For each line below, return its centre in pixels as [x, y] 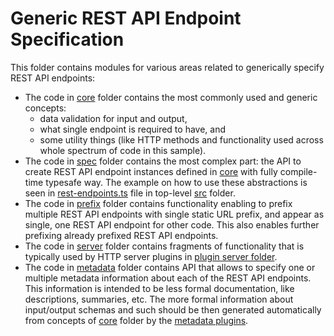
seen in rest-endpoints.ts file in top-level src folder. [130, 193]
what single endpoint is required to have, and [132, 129]
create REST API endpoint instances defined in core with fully [151, 171]
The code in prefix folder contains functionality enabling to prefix [158, 203]
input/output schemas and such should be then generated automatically [173, 309]
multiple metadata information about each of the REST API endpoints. [168, 278]
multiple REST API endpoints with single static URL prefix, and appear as [174, 214]
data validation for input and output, [113, 118]
